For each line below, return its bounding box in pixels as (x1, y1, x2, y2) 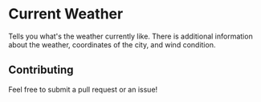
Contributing (8, 63, 74, 77)
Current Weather (8, 5, 124, 23)
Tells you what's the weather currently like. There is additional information (8, 31, 253, 41)
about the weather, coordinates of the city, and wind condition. (8, 39, 216, 49)
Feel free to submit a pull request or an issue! (8, 84, 158, 94)
